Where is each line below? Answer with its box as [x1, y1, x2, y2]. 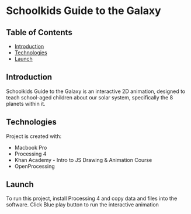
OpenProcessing [14, 163, 55, 170]
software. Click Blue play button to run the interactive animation [6, 201, 159, 208]
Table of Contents [6, 27, 73, 37]
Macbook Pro [14, 144, 47, 151]
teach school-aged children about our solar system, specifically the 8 [6, 94, 173, 101]
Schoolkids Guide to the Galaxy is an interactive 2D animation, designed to [6, 88, 186, 95]
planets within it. [6, 100, 46, 107]
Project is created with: [6, 133, 62, 140]
